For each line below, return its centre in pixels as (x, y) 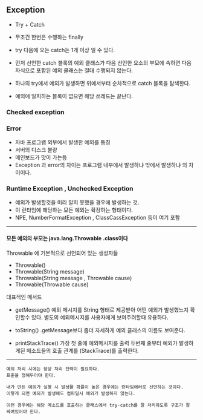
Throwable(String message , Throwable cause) (73, 278)
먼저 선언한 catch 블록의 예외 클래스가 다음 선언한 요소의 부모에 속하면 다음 (103, 62)
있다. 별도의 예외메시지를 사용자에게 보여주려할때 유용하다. (100, 317)
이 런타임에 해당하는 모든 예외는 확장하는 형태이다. (74, 210)
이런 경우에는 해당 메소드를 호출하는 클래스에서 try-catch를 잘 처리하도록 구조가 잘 (98, 405)
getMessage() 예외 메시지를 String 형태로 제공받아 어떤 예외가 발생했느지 (102, 310)
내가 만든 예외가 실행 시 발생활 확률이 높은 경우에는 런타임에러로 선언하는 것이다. (95, 387)
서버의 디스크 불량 (36, 150)
